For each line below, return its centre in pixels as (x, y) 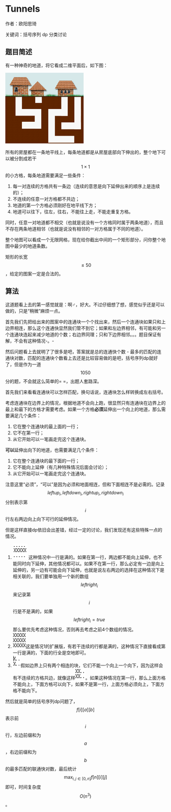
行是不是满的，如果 (33, 611)
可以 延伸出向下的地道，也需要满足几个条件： (52, 450)
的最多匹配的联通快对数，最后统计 (41, 769)
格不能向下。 (26, 690)
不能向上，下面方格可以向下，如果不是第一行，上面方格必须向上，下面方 (88, 684)
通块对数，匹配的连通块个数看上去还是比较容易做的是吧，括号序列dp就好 (82, 358)
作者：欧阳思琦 (21, 23)
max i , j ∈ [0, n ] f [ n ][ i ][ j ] (85, 778)
